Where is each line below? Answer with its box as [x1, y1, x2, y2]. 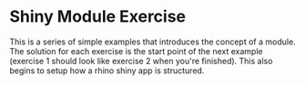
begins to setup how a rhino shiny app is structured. [9, 65, 205, 76]
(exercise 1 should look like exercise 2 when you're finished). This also [9, 55, 273, 66]
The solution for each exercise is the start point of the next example [9, 45, 263, 56]
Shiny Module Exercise [9, 6, 187, 27]
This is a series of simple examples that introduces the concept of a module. [9, 36, 296, 47]
